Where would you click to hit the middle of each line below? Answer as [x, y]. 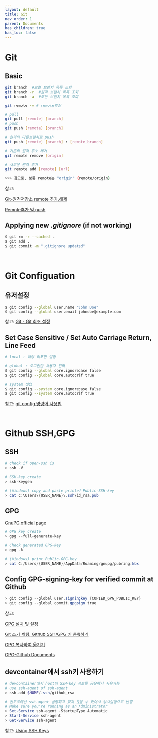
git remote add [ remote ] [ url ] [38, 169]
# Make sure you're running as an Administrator [56, 706]
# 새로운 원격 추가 [22, 165]
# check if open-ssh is [30, 463]
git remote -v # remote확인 [33, 105]
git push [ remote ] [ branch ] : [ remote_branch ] [54, 142]
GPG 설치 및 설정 [22, 624]
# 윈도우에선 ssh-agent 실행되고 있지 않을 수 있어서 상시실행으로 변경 [69, 702]
